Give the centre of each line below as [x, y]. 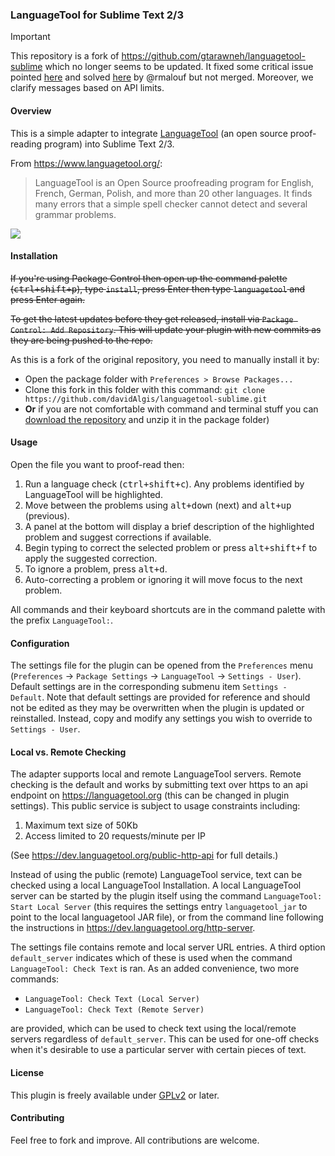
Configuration [40, 643]
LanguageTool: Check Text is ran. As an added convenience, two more [155, 969]
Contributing [37, 1118]
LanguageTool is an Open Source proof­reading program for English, [174, 182]
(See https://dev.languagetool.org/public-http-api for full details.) [144, 855]
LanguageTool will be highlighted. [93, 494]
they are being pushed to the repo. [81, 340]
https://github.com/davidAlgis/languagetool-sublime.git [146, 399]
